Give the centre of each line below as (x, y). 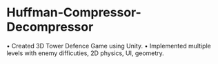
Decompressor (50, 27)
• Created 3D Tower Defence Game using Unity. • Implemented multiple (109, 46)
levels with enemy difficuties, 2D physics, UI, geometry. (86, 53)
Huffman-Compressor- (74, 13)
